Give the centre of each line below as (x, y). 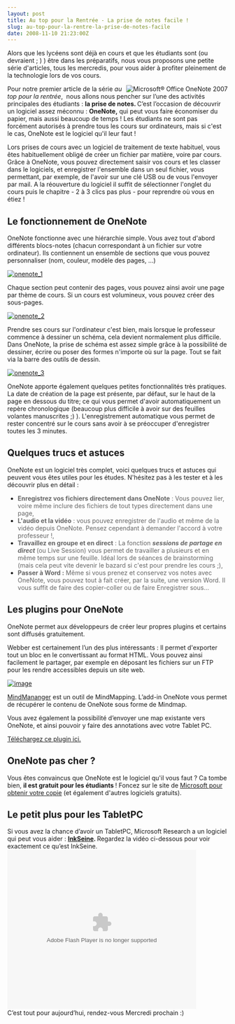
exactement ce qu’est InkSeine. (52, 846)
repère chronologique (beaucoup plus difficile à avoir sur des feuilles (106, 409)
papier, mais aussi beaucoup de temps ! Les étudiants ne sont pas (102, 119)
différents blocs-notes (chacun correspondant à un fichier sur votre (105, 246)
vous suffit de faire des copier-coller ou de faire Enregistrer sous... (113, 587)
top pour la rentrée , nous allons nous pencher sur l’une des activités (106, 97)
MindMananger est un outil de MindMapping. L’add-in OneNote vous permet (117, 696)
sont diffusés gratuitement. (46, 633)
